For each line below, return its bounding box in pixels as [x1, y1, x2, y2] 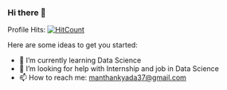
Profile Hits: [7, 25, 46, 35]
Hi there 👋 [7, 7, 47, 18]
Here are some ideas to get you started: [7, 40, 139, 50]
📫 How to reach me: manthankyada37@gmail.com [18, 73, 186, 82]
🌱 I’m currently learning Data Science [18, 55, 142, 66]
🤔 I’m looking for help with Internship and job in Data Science [18, 64, 220, 73]
